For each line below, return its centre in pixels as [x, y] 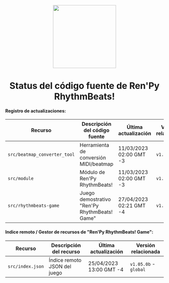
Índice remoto [65, 260]
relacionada [146, 251]
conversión [93, 158]
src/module [21, 179]
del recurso [66, 251]
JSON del [60, 266]
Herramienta [95, 145]
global [138, 269]
